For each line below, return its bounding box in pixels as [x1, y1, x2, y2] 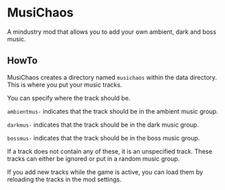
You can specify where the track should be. [7, 94, 131, 102]
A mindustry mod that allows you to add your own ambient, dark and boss [7, 28, 217, 36]
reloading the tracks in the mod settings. [7, 175, 122, 183]
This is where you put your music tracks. [7, 81, 122, 89]
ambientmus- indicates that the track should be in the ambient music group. [7, 107, 219, 115]
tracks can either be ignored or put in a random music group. [7, 154, 180, 162]
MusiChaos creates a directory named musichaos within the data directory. [7, 73, 217, 81]
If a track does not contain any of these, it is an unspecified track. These [7, 147, 213, 156]
